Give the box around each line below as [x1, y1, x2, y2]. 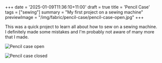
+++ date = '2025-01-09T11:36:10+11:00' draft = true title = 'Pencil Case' [5, 4, 150, 10]
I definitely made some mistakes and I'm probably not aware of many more [5, 29, 154, 34]
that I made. [5, 34, 29, 40]
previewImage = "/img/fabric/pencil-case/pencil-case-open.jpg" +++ [5, 15, 144, 20]
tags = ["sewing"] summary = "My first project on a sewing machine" [5, 9, 144, 15]
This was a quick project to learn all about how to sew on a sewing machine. [5, 24, 158, 30]
